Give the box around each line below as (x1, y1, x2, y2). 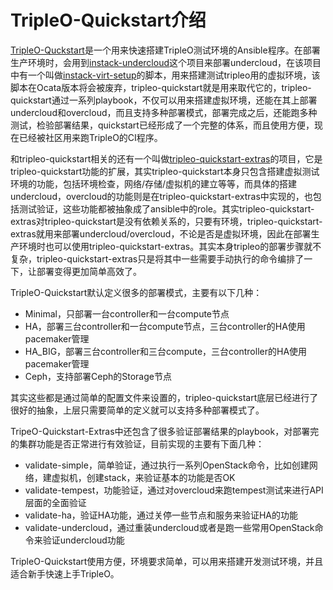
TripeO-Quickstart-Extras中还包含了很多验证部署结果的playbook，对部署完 (10, 425, 320, 437)
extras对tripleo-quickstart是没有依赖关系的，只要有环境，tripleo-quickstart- (10, 215, 323, 227)
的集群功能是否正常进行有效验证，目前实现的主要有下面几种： (10, 437, 265, 450)
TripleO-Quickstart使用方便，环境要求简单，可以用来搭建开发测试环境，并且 (10, 555, 324, 567)
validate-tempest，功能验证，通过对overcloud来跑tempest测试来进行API (24, 484, 324, 496)
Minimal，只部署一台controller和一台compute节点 (24, 307, 230, 320)
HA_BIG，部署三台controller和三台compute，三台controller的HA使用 (24, 345, 308, 357)
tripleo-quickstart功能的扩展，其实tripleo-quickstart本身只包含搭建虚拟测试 (10, 165, 320, 177)
